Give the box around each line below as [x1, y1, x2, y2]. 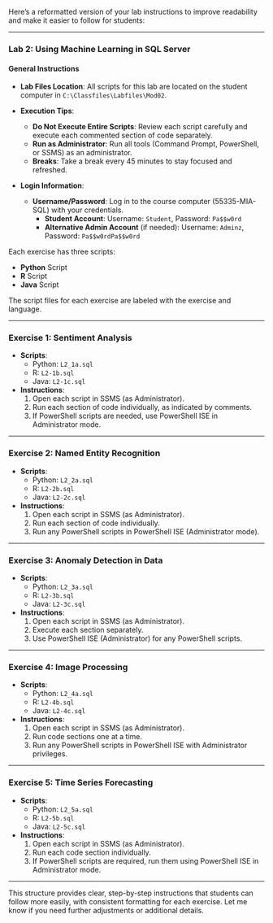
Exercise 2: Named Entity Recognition [8, 447, 161, 459]
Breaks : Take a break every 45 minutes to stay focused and [32, 156, 233, 166]
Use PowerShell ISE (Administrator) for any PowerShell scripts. [32, 633, 242, 643]
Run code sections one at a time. [32, 732, 143, 742]
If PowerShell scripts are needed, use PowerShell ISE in [32, 411, 218, 421]
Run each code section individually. [32, 847, 152, 857]
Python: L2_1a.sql [32, 359, 93, 369]
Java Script [19, 280, 59, 290]
